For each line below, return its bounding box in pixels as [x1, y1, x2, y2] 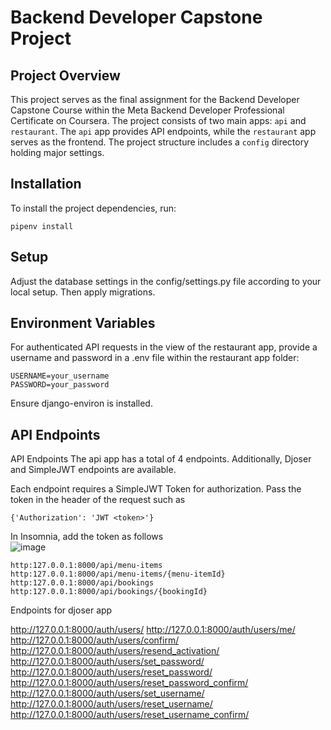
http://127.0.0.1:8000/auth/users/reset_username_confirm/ [10, 709, 250, 721]
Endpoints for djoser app [10, 604, 113, 616]
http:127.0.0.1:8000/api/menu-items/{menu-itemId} [10, 569, 226, 580]
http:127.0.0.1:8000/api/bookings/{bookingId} [10, 587, 208, 597]
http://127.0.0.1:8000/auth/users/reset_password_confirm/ [10, 677, 249, 689]
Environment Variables [10, 315, 156, 332]
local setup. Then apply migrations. [10, 286, 156, 298]
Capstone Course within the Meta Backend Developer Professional [10, 104, 285, 116]
